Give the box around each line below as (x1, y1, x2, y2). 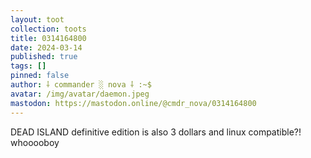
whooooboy (10, 136, 60, 148)
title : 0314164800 (10, 33, 87, 43)
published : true (10, 52, 78, 62)
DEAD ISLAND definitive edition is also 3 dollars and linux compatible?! (10, 126, 302, 138)
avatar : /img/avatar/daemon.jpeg (10, 89, 150, 99)
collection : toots (10, 24, 87, 34)
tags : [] (10, 61, 47, 71)
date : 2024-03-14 (10, 42, 83, 53)
